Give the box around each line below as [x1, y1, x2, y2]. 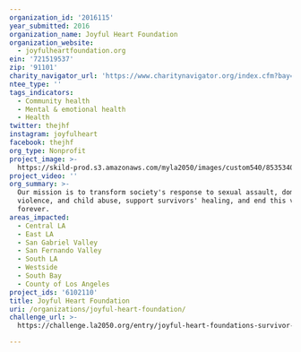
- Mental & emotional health [17, 105, 126, 114]
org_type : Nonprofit [9, 146, 87, 155]
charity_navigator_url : [9, 72, 99, 81]
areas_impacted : [9, 212, 70, 222]
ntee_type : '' [9, 80, 63, 89]
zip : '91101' [9, 64, 58, 73]
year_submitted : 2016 [9, 21, 90, 30]
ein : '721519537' [9, 55, 74, 64]
